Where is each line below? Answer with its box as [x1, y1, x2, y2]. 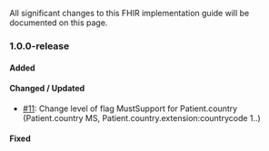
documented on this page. [9, 17, 108, 28]
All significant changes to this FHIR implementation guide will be [9, 8, 250, 18]
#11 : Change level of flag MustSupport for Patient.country [22, 103, 238, 114]
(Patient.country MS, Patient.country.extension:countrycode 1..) [22, 112, 261, 123]
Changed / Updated [9, 83, 85, 94]
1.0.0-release [9, 40, 70, 52]
